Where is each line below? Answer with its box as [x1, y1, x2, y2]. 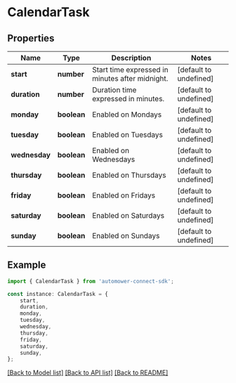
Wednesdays [92, 155, 136, 164]
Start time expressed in [92, 65, 169, 74]
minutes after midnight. [92, 74, 169, 83]
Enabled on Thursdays [92, 170, 166, 180]
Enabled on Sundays [92, 231, 160, 240]
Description [111, 53, 152, 63]
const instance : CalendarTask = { [7, 290, 109, 297]
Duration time [92, 85, 137, 95]
